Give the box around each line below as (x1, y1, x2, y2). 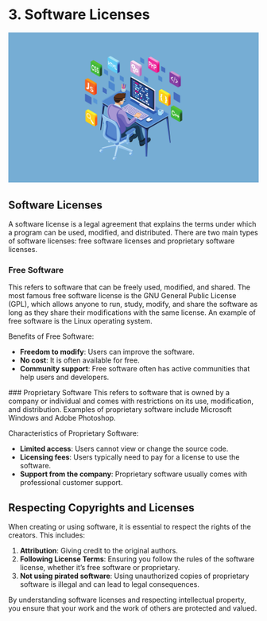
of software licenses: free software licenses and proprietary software (8, 236, 235, 246)
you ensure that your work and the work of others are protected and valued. (8, 604, 257, 613)
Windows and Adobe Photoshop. (8, 413, 117, 423)
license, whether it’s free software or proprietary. (19, 563, 180, 572)
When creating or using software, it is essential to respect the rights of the (8, 522, 252, 532)
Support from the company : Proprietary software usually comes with (19, 469, 248, 479)
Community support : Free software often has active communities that (19, 364, 250, 374)
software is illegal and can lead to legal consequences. (19, 580, 200, 589)
